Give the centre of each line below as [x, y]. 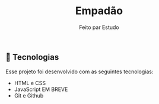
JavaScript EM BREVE [41, 89]
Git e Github [29, 95]
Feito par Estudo [99, 27]
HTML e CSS [30, 83]
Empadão [99, 11]
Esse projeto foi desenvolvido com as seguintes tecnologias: [79, 71]
